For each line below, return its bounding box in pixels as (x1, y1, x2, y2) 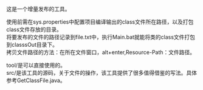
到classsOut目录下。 (6, 41, 58, 48)
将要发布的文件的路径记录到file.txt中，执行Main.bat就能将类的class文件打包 (6, 33, 196, 41)
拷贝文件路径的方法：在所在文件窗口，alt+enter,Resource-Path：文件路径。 (6, 49, 196, 56)
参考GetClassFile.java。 (6, 77, 66, 84)
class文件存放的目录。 (6, 26, 63, 33)
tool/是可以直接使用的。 (6, 61, 66, 69)
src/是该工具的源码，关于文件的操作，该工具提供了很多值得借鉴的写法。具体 (6, 69, 198, 76)
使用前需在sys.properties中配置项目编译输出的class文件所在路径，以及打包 (6, 18, 194, 26)
